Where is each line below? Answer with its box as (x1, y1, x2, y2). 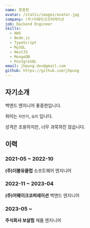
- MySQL (9, 45, 26, 50)
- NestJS (9, 49, 28, 54)
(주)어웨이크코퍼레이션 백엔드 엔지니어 (5, 192, 80, 198)
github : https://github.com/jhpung (5, 68, 79, 73)
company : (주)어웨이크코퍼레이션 (5, 17, 64, 22)
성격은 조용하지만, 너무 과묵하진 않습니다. (5, 124, 85, 130)
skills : (5, 26, 21, 31)
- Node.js (9, 36, 30, 41)
